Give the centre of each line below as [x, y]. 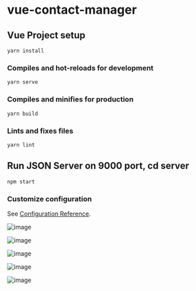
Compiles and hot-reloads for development [81, 68]
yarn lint [21, 145]
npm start [21, 181]
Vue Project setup [46, 35]
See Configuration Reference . [49, 214]
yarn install [26, 51]
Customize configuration [50, 199]
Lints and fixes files [40, 131]
